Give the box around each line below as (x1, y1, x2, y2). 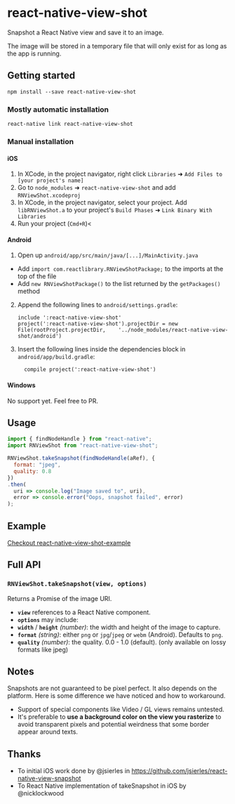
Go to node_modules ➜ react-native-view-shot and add (17, 183, 176, 192)
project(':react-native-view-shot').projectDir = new (17, 320, 178, 328)
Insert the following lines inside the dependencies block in (17, 345, 186, 354)
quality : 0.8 (13, 467, 52, 475)
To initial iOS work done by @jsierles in (17, 767, 130, 775)
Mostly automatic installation (7, 104, 109, 114)
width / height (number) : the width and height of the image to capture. (17, 623, 221, 631)
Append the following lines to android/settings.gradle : (17, 301, 178, 309)
